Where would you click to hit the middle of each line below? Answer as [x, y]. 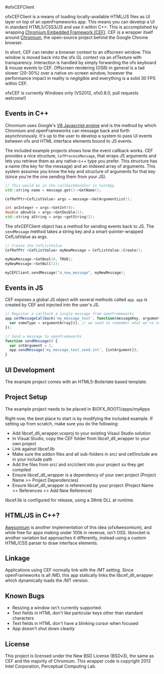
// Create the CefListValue [34, 246]
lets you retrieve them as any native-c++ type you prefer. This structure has [81, 161]
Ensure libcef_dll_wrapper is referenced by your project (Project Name [83, 485]
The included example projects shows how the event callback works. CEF [79, 150]
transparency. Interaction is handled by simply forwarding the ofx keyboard [81, 63]
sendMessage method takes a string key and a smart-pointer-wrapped [74, 232]
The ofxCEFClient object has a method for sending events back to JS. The [80, 226]
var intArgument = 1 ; [31, 345]
